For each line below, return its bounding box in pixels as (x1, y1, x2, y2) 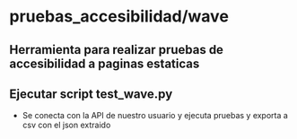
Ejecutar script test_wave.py (9, 86, 173, 101)
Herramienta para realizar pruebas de (9, 42, 224, 57)
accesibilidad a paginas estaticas (9, 56, 200, 71)
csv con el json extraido (22, 119, 111, 131)
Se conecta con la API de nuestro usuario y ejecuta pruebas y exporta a (22, 110, 289, 121)
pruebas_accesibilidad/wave (9, 6, 229, 27)
